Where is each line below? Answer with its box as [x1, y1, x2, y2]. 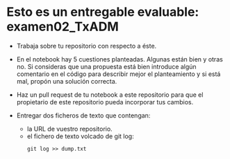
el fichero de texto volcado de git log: [26, 132, 134, 140]
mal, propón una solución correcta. [16, 77, 117, 85]
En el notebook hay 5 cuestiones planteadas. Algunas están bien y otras [16, 55, 223, 63]
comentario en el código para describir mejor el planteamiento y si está [16, 70, 221, 78]
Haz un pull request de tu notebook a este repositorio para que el [16, 91, 204, 99]
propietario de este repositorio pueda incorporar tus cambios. [16, 97, 194, 106]
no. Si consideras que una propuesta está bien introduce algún [16, 62, 197, 71]
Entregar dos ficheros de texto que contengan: [16, 111, 151, 120]
